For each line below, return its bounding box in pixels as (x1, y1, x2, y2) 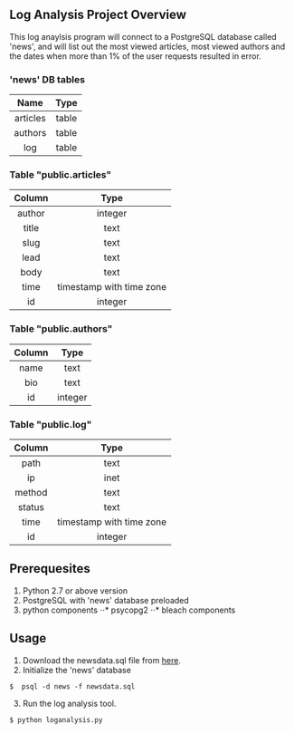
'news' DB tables (9, 72, 86, 85)
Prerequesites (9, 561, 90, 576)
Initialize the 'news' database (22, 664, 131, 675)
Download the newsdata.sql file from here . (22, 654, 181, 665)
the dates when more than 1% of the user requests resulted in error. (9, 50, 262, 62)
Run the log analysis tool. (22, 698, 117, 709)
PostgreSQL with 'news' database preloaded (22, 594, 190, 605)
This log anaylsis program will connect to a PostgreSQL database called (9, 31, 278, 42)
